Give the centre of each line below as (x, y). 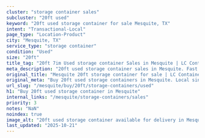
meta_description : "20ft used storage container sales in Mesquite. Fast (102, 69)
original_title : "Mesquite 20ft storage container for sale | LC (91, 74)
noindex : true (24, 114)
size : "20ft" (23, 57)
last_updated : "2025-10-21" (42, 126)
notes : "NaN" (23, 108)
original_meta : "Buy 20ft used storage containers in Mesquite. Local (98, 80)
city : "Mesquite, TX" (34, 40)
